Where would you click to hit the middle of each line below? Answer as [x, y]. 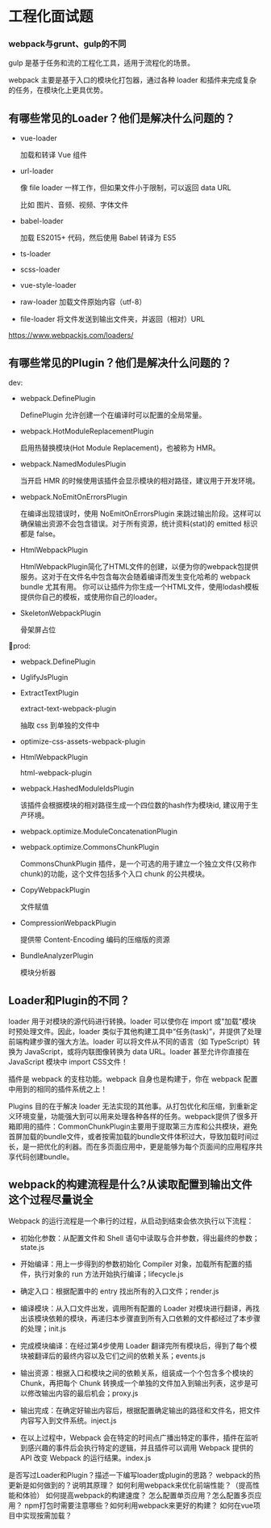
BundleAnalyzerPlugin [57, 956]
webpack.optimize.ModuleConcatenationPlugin [98, 832]
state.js [32, 1247]
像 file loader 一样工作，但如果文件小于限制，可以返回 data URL [125, 188]
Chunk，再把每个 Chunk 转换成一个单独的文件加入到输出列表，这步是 [135, 1382]
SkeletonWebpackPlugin [60, 613]
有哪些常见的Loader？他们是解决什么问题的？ [122, 118]
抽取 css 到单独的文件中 [60, 725]
